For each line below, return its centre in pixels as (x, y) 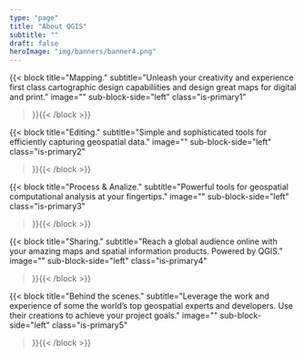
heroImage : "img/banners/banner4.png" (83, 52)
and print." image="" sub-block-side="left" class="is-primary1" (128, 97)
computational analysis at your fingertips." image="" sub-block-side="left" (149, 197)
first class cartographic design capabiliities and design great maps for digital (153, 87)
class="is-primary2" (47, 152)
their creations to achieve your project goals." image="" (114, 316)
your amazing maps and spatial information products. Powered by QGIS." (147, 251)
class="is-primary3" (48, 207)
